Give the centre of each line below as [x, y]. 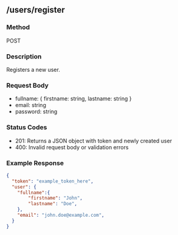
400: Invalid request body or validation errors [72, 147]
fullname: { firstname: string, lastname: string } [73, 99]
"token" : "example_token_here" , [53, 181]
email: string [31, 105]
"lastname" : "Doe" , [53, 204]
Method [18, 27]
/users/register [36, 10]
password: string [36, 111]
